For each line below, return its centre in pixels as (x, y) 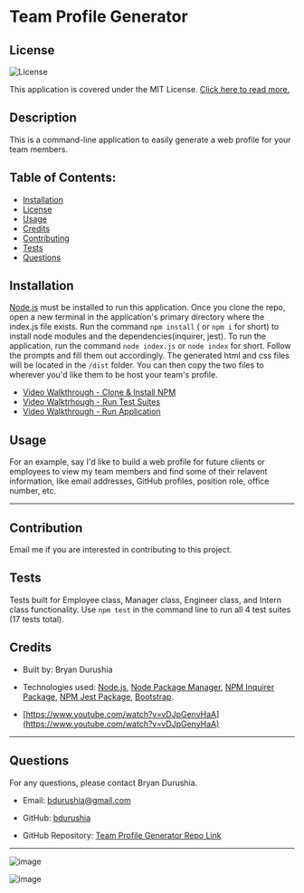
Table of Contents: (63, 178)
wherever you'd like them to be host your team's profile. (114, 375)
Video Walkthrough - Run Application (91, 412)
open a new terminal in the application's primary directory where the (137, 317)
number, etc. (33, 491)
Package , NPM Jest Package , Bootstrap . (98, 696)
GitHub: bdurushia (57, 818)
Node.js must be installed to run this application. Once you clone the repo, (147, 307)
